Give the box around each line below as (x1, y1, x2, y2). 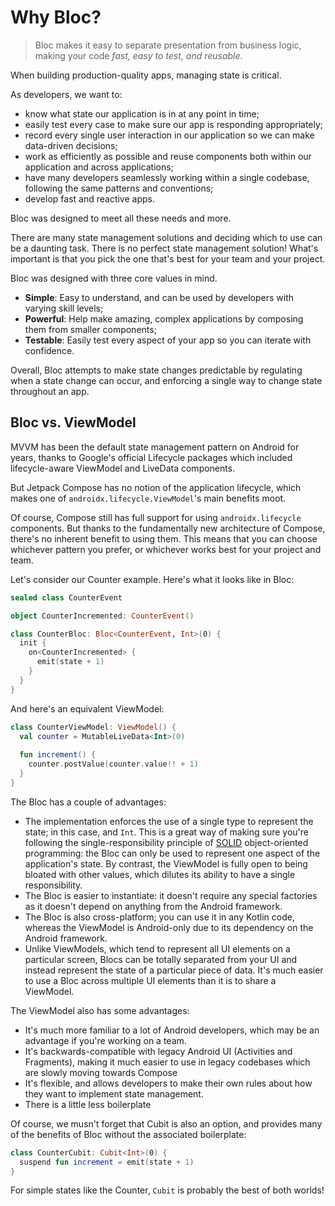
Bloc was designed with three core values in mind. (10, 272, 218, 284)
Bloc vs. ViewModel (10, 414, 137, 431)
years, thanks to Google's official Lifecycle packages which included (10, 451, 293, 463)
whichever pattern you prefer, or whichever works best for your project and (10, 543, 322, 555)
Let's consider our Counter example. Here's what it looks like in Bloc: (10, 573, 295, 585)
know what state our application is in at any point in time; (24, 107, 260, 120)
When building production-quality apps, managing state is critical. (10, 69, 282, 81)
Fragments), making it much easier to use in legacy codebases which (24, 1056, 311, 1068)
